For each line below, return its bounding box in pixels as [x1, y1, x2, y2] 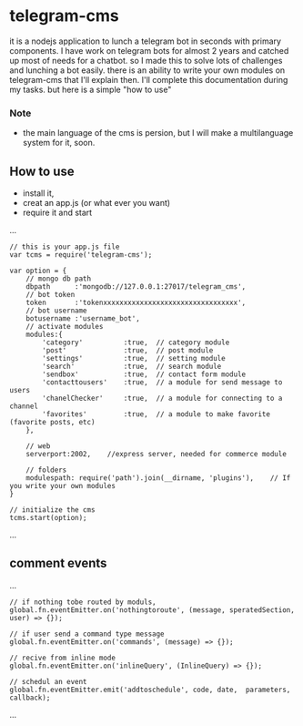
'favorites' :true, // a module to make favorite [42, 410, 271, 419]
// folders [25, 465, 67, 475]
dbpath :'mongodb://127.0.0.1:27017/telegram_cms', [25, 282, 247, 291]
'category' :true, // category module [42, 338, 230, 347]
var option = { [9, 266, 67, 276]
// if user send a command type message [9, 629, 166, 639]
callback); [9, 693, 51, 702]
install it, [22, 188, 55, 199]
